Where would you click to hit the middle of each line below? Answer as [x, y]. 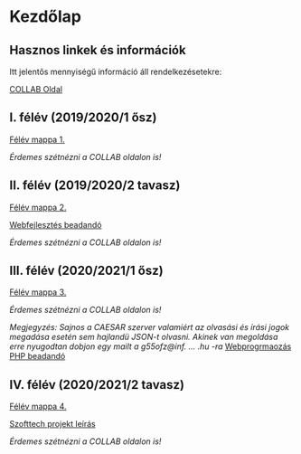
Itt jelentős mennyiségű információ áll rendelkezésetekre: [116, 71]
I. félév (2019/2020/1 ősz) [83, 118]
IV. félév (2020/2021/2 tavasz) [97, 385]
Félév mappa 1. [37, 139]
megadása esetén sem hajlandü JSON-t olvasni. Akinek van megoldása [144, 337]
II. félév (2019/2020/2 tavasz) [95, 186]
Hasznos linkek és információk [98, 50]
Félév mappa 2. [38, 207]
